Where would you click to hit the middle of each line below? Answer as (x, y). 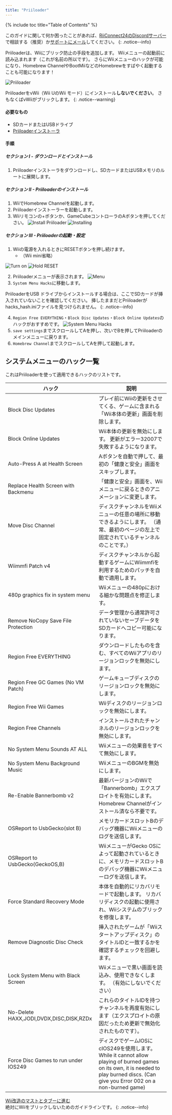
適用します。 (124, 578)
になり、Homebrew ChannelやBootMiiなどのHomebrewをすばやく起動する (84, 65)
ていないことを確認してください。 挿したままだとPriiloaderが (83, 300)
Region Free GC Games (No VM (46, 682)
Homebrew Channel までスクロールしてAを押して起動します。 (75, 344)
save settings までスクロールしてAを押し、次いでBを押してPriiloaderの (88, 331)
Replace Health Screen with (41, 485)
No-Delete (21, 1012)
